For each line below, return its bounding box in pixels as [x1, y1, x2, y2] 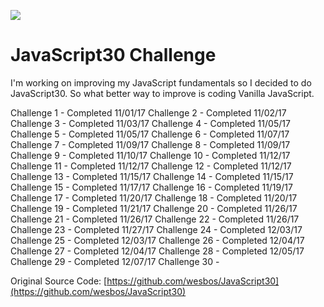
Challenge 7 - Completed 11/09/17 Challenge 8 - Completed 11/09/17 [10, 138, 291, 150]
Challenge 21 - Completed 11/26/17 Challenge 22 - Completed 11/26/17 [10, 213, 300, 225]
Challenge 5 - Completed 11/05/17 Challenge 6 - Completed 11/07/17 [10, 128, 290, 140]
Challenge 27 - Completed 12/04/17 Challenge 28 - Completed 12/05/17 [10, 245, 305, 257]
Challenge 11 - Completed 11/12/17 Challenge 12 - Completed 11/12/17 [10, 160, 292, 172]
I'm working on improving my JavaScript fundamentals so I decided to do [10, 76, 312, 89]
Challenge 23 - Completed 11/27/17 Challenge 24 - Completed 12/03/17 [10, 223, 303, 235]
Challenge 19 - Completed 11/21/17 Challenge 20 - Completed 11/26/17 [10, 202, 298, 214]
